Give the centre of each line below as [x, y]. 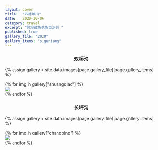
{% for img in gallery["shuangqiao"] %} [44, 84]
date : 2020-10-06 [25, 18]
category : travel [22, 23]
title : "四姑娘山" [23, 14]
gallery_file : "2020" [27, 37]
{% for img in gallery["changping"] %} [43, 133]
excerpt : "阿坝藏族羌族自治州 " [34, 28]
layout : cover [19, 9]
